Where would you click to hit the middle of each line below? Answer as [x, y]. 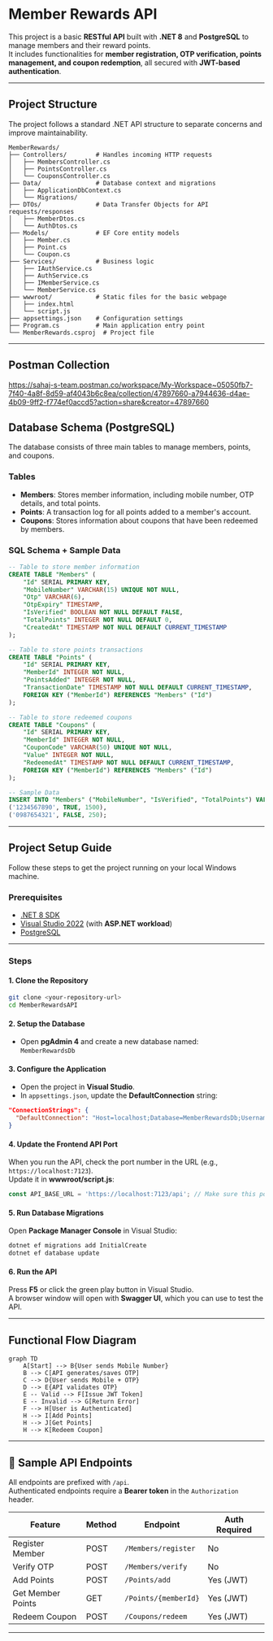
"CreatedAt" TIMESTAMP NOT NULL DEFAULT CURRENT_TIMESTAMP [125, 627]
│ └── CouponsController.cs [60, 176]
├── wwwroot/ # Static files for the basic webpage [118, 297]
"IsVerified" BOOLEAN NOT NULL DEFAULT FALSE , [103, 612]
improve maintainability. [48, 133]
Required [234, 1530]
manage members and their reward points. [80, 45]
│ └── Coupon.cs [39, 254]
